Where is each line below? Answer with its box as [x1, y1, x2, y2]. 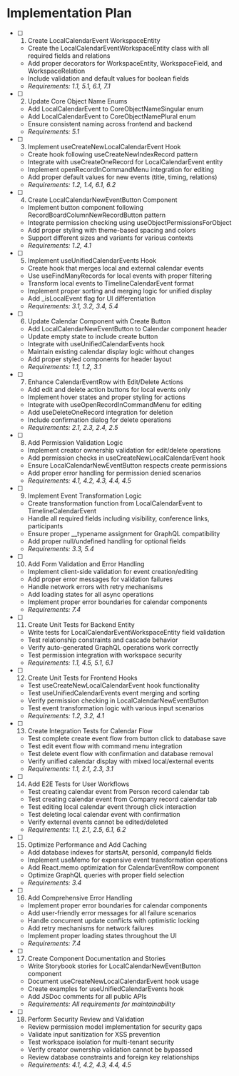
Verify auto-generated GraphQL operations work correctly [27, 643, 199, 651]
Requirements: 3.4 [27, 878, 82, 887]
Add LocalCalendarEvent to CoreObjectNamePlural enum [27, 112, 196, 121]
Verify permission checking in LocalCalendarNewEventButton [27, 696, 209, 705]
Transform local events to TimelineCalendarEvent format [27, 278, 194, 287]
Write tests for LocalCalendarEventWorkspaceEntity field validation [27, 628, 225, 636]
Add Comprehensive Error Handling [27, 893, 133, 902]
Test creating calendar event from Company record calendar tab [27, 795, 218, 803]
